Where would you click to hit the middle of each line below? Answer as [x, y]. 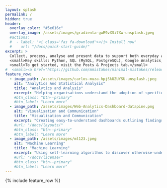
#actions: [20, 38]
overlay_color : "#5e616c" [37, 28]
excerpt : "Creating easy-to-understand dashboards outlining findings [89, 120]
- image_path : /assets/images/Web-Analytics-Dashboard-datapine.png [82, 107]
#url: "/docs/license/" [39, 157]
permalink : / [19, 14]
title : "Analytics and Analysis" [49, 88]
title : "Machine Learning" [42, 148]
